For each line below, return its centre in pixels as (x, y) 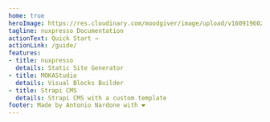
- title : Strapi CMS (43, 90)
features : (25, 53)
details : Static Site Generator (70, 68)
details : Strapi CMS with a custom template (91, 98)
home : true (27, 16)
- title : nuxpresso (41, 61)
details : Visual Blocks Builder (70, 83)
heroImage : (27, 23)
